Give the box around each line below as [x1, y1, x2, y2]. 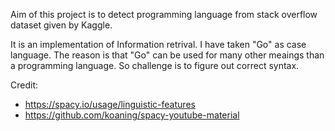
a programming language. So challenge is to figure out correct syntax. [10, 60, 300, 71]
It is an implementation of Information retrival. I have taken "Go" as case [10, 39, 307, 50]
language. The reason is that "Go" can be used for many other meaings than [10, 49, 325, 61]
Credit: [10, 79, 39, 91]
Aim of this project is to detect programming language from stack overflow [10, 9, 318, 20]
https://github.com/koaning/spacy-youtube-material [24, 109, 240, 121]
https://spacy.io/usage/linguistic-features [24, 99, 196, 110]
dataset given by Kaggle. [10, 19, 113, 31]
